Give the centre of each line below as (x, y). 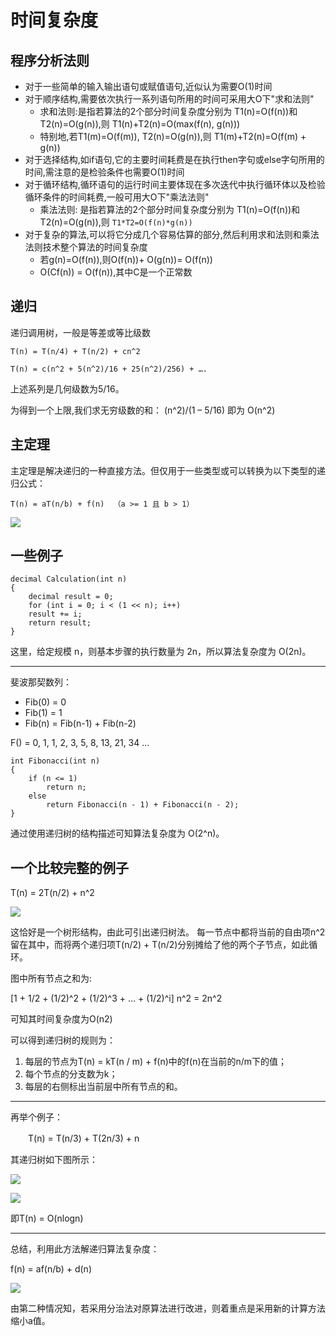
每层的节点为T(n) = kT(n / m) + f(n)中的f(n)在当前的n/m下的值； (156, 1062)
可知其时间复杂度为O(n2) (61, 1019)
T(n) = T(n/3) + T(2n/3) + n (83, 1138)
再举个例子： (36, 1117)
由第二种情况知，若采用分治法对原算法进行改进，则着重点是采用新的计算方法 (168, 1308)
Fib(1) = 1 (43, 713)
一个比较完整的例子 (69, 867)
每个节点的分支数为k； (71, 1074)
